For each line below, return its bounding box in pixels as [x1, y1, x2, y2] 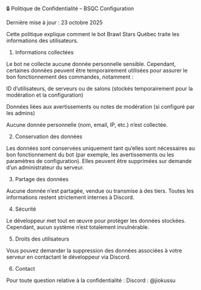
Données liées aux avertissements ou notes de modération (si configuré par [6, 103, 195, 110]
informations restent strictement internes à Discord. [6, 194, 135, 201]
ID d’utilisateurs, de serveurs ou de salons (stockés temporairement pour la [6, 85, 193, 92]
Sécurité [14, 205, 36, 213]
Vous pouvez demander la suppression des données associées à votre [6, 247, 182, 254]
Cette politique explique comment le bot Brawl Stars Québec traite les [6, 31, 180, 37]
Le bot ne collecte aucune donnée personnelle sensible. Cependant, [6, 60, 176, 68]
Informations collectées [14, 49, 74, 56]
